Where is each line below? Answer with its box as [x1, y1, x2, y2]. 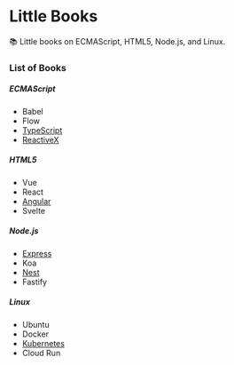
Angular [21, 195, 51, 206]
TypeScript [21, 124, 63, 135]
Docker [21, 329, 50, 339]
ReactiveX [21, 134, 59, 145]
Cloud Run [21, 347, 61, 358]
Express [21, 248, 52, 258]
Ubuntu [21, 319, 51, 329]
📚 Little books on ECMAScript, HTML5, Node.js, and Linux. [9, 36, 226, 46]
